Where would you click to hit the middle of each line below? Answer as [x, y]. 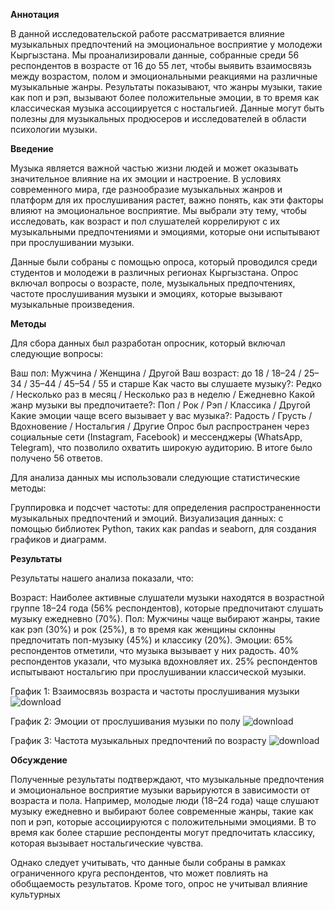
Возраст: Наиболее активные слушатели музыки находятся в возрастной [167, 597]
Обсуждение [39, 760]
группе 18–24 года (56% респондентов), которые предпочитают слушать [167, 608]
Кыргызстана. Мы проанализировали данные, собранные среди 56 [155, 55]
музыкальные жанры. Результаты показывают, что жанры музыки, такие [166, 87]
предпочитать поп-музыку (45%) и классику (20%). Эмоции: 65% [152, 640]
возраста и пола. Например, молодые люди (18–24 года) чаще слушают [165, 800]
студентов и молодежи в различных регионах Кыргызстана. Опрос [154, 272]
